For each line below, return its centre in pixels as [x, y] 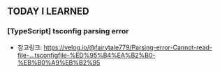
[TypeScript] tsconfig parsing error [68, 31]
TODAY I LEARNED [48, 11]
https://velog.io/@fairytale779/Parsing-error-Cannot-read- [128, 47]
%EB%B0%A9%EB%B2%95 [59, 63]
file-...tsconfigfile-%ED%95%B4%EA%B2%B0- [86, 55]
